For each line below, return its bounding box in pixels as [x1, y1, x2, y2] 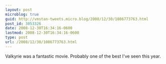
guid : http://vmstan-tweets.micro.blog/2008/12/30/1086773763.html [5, 16, 149, 21]
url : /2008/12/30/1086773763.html [5, 40, 77, 45]
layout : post [5, 7, 32, 12]
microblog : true [5, 12, 39, 17]
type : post [5, 35, 28, 40]
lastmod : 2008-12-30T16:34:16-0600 [5, 30, 79, 35]
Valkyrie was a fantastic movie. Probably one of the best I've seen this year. [5, 53, 161, 59]
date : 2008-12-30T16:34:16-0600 [5, 26, 72, 31]
